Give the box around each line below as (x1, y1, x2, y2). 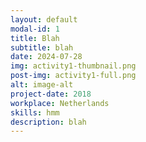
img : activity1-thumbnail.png (10, 61, 137, 71)
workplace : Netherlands (10, 98, 110, 108)
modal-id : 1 (10, 24, 60, 34)
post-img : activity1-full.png (10, 71, 137, 81)
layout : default (10, 14, 78, 25)
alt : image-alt (10, 80, 74, 90)
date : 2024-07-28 (10, 52, 83, 62)
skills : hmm (10, 107, 60, 118)
